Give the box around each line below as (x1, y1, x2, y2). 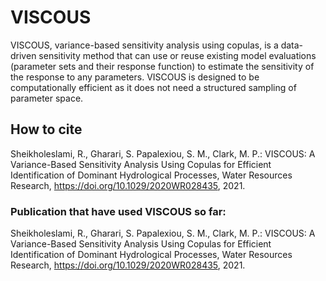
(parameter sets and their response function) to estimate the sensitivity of (10, 60, 315, 72)
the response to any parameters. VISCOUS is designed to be (10, 71, 260, 83)
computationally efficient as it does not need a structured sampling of (10, 81, 297, 93)
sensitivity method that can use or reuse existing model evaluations (38, 49, 317, 61)
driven (10, 49, 37, 61)
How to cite (10, 121, 83, 138)
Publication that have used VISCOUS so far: (10, 204, 227, 218)
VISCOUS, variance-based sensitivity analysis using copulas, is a (10, 39, 279, 51)
